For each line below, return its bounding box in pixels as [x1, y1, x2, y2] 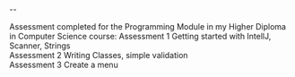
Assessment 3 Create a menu [9, 59, 118, 70]
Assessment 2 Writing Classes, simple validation [9, 50, 188, 60]
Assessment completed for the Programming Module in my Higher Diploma [9, 21, 287, 31]
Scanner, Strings [9, 40, 71, 51]
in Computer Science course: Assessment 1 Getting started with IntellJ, [9, 31, 272, 41]
